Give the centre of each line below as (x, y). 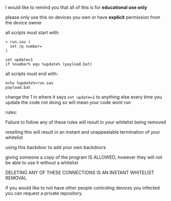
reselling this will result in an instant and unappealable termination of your (83, 132)
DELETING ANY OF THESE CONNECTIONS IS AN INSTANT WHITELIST (80, 172)
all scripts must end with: (32, 74)
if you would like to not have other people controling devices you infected (82, 188)
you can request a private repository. (44, 193)
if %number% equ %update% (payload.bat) (49, 64)
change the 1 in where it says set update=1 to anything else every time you (84, 97)
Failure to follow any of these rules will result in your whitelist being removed (86, 122)
